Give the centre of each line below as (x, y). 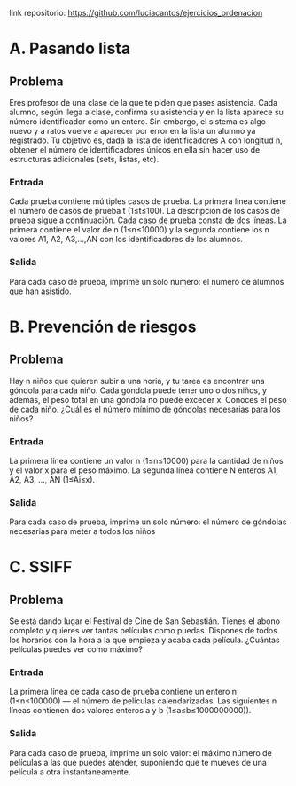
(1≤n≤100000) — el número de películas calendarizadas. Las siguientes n (143, 701)
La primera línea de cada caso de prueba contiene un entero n (123, 692)
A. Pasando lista (70, 49)
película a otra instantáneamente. (70, 772)
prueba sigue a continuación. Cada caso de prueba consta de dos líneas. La (148, 220)
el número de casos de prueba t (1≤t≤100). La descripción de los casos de (145, 211)
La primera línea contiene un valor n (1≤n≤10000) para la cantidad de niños (146, 460)
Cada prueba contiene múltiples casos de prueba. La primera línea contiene (148, 201)
